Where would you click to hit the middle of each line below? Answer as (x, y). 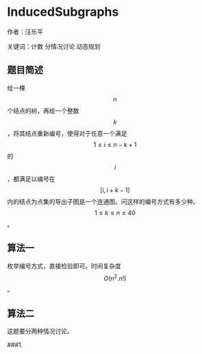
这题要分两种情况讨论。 (40, 331)
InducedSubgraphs (63, 12)
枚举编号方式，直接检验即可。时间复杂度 (64, 265)
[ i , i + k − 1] (115, 190)
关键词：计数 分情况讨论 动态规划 (54, 46)
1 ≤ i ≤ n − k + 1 (115, 144)
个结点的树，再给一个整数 (43, 110)
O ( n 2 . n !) (115, 277)
